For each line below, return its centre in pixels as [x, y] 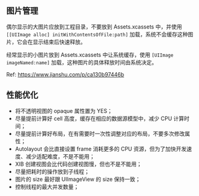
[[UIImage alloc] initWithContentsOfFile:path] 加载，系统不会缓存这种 [97, 34]
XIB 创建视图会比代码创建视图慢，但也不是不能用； [78, 164]
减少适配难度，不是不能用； [60, 156]
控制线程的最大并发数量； [47, 186]
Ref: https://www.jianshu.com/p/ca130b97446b [65, 74]
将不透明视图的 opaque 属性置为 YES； [64, 110]
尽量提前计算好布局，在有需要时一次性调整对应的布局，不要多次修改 [100, 133]
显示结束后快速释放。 [59, 42]
